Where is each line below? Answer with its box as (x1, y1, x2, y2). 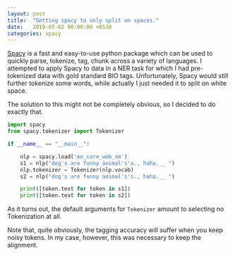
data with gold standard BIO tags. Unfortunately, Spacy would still (37, 72, 229, 80)
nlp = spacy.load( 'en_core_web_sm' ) (20, 153, 128, 160)
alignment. (7, 241, 38, 250)
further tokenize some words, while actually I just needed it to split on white (7, 79, 227, 88)
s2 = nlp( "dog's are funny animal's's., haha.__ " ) (20, 173, 175, 180)
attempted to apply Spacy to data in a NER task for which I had (7, 64, 189, 72)
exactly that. (7, 108, 44, 116)
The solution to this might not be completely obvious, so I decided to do (7, 100, 216, 109)
